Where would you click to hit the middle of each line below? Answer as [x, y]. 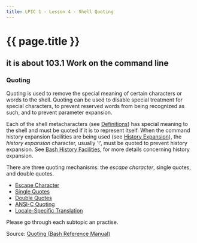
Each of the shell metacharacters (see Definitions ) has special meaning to [97, 124]
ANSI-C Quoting [35, 204]
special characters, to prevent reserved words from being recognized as [96, 106]
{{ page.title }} [43, 41]
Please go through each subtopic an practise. [62, 222]
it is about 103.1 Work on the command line [87, 63]
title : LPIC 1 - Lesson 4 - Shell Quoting [60, 12]
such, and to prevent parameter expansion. [59, 112]
